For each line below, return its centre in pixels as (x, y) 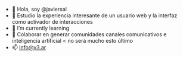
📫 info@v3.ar (29, 47)
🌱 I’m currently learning (41, 28)
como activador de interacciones (52, 22)
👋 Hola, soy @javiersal (39, 9)
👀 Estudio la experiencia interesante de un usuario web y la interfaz (94, 15)
